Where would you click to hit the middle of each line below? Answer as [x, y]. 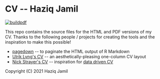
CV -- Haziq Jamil [42, 9]
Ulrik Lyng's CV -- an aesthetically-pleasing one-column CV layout [79, 56]
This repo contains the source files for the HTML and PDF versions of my [79, 32]
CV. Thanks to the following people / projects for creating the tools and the [80, 37]
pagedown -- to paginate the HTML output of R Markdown [71, 51]
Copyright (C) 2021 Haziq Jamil [37, 71]
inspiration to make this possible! [38, 42]
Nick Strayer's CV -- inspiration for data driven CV [63, 62]
